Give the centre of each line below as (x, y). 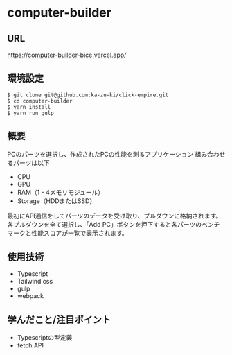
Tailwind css (35, 282)
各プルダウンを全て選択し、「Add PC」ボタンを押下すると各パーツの (105, 224)
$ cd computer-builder (40, 101)
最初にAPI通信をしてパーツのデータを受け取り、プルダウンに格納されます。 (115, 216)
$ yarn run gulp (30, 113)
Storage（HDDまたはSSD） (56, 201)
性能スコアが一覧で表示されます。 (79, 233)
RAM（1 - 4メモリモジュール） (61, 192)
